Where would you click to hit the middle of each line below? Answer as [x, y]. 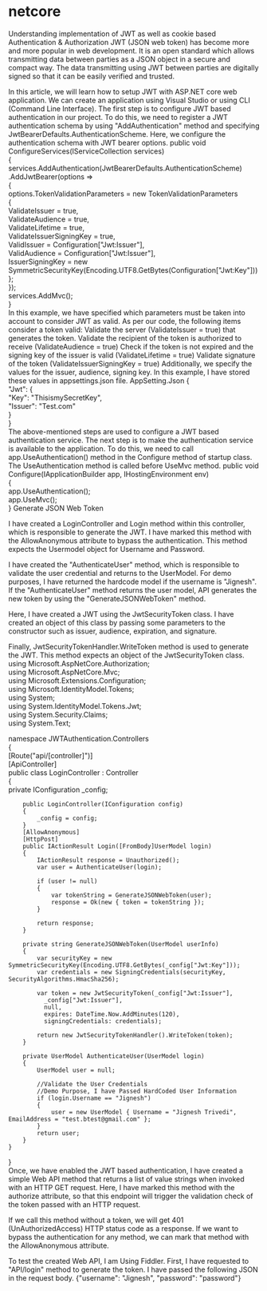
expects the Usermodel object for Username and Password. [106, 549]
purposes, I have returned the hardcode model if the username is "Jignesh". [133, 582]
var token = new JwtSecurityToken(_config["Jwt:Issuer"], [135, 993]
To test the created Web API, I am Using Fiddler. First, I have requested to [129, 1261]
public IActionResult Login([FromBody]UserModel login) [118, 846]
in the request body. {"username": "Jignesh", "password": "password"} [125, 1277]
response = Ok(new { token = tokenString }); [128, 902]
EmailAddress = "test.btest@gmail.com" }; [80, 1119]
